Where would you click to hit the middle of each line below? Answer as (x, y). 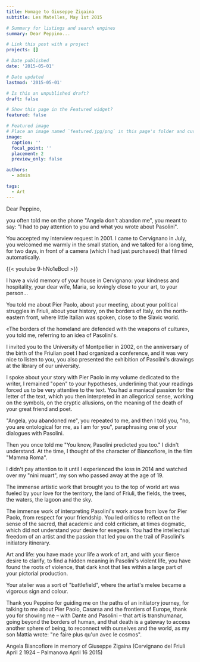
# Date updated (25, 77)
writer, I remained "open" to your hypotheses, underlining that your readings (100, 383)
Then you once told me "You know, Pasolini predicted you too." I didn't (93, 444)
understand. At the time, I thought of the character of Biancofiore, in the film (99, 451)
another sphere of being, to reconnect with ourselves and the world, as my (98, 628)
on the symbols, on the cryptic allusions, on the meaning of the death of (94, 403)
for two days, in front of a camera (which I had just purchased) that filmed (97, 250)
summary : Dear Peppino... (38, 33)
